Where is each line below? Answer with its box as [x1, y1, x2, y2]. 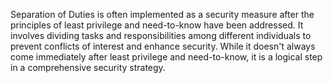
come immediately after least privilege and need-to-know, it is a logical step [10, 51, 323, 63]
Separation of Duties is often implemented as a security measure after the [10, 9, 315, 20]
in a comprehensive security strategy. [10, 62, 166, 73]
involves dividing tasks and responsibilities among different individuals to [10, 30, 312, 41]
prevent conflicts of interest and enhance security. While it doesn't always [10, 40, 316, 52]
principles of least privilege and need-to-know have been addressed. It [10, 19, 304, 31]
